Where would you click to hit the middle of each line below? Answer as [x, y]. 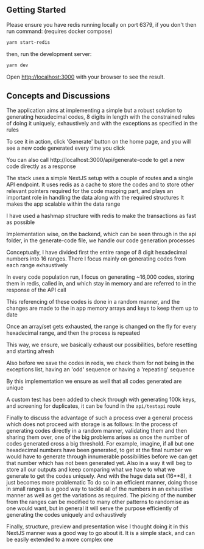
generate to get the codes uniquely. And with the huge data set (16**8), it [99, 476]
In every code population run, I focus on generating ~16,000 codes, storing [100, 277]
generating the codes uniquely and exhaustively [66, 515]
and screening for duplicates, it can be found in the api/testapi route [93, 406]
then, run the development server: [49, 54]
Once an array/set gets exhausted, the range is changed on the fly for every [101, 327]
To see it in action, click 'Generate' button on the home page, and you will [99, 142]
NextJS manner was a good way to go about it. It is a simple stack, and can [100, 533]
